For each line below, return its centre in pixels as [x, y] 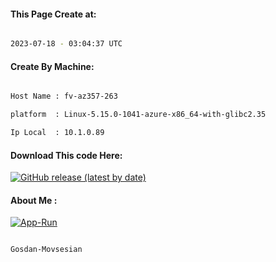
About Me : [34, 200]
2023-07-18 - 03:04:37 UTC [66, 44]
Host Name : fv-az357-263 [64, 96]
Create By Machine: [52, 66]
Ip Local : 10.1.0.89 [57, 133]
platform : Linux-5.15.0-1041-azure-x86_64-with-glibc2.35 [138, 115]
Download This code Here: [66, 155]
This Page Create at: [53, 14]
